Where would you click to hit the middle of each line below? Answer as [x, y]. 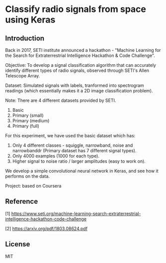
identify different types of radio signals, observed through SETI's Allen [77, 70]
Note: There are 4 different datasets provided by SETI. [61, 100]
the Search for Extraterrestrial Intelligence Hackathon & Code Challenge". [80, 55]
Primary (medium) [31, 121]
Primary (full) [26, 126]
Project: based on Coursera [33, 186]
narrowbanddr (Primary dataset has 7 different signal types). [74, 150]
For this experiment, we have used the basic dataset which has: [70, 135]
